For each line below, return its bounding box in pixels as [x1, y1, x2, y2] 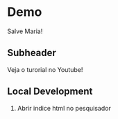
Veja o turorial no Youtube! [7, 65, 83, 73]
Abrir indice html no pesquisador [17, 104, 111, 112]
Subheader [7, 47, 57, 59]
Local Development [7, 86, 93, 98]
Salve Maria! [7, 27, 43, 35]
